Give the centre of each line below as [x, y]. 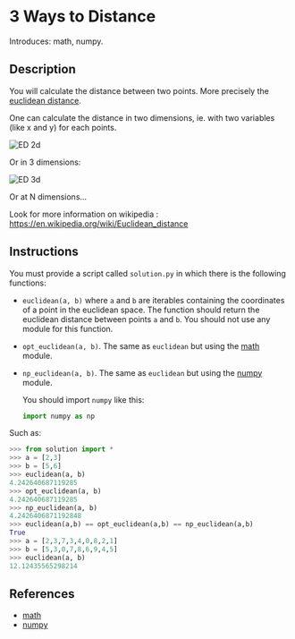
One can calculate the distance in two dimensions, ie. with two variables [142, 117]
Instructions [44, 252]
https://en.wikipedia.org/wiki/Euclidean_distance [99, 223]
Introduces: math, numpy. [56, 41]
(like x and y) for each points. [63, 127]
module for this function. [67, 328]
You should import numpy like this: [83, 399]
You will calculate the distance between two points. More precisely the [139, 90]
